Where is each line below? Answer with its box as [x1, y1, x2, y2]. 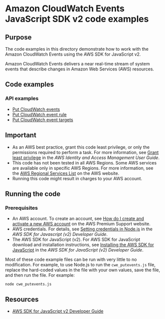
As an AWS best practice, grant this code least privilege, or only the [12, 144, 150, 150]
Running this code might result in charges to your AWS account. [12, 175, 142, 181]
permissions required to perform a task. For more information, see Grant [12, 149, 159, 155]
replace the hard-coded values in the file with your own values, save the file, [5, 267, 160, 273]
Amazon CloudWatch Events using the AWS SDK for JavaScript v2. [5, 51, 141, 57]
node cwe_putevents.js [5, 282, 52, 287]
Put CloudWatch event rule [12, 111, 67, 117]
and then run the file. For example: [5, 272, 75, 278]
